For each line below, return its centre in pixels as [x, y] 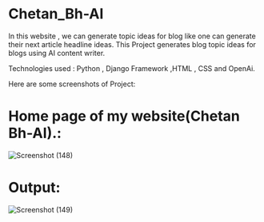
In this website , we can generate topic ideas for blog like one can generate [132, 36]
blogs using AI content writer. [57, 53]
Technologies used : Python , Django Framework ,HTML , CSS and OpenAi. [132, 68]
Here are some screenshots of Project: [72, 84]
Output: [34, 188]
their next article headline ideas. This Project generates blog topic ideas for [132, 44]
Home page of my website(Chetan [124, 116]
